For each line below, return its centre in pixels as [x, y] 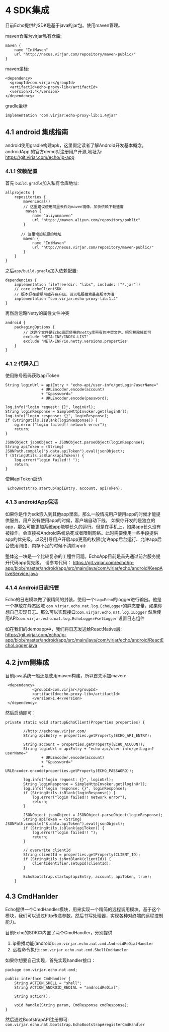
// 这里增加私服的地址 [41, 234]
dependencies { [21, 280]
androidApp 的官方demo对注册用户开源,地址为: [54, 151]
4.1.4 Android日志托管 [32, 588]
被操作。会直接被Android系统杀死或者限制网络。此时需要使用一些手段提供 [82, 533]
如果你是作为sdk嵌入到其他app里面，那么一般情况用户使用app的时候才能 [81, 514]
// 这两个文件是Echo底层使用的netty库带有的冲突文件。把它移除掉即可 [88, 333]
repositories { [30, 197]
